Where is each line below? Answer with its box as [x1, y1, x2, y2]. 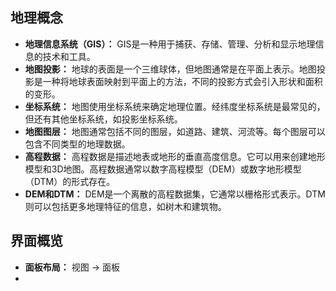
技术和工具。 [42, 50, 96, 62]
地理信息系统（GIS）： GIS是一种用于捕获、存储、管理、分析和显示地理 [24, 38, 316, 50]
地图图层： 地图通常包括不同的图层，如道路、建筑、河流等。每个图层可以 [24, 125, 326, 137]
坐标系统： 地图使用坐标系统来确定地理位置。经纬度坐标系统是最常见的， [24, 100, 326, 112]
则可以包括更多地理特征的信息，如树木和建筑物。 [24, 200, 227, 212]
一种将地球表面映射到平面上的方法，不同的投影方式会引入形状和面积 [42, 75, 323, 87]
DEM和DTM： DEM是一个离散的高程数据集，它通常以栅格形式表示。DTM [24, 188, 326, 200]
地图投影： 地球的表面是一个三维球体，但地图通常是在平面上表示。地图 [24, 63, 317, 75]
